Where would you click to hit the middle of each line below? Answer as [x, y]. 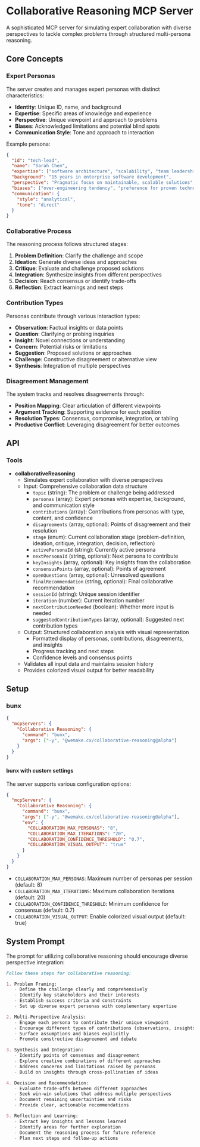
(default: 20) [30, 897]
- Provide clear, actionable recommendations [71, 1105]
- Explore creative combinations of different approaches [87, 1061]
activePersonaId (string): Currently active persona [94, 549]
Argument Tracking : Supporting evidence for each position [88, 412]
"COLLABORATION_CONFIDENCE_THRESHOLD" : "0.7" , [86, 839]
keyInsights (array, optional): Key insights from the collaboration [112, 562]
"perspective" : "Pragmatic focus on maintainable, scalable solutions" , [104, 183]
